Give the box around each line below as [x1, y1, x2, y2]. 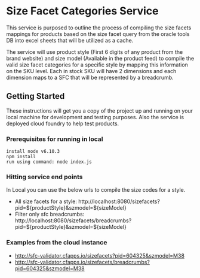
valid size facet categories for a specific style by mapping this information [6, 61, 188, 68]
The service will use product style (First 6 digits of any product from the [6, 48, 183, 55]
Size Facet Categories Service [6, 4, 159, 18]
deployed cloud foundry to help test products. [6, 120, 119, 127]
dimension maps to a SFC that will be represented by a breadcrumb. [6, 74, 174, 81]
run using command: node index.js [6, 159, 93, 165]
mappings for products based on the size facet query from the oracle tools [6, 30, 190, 37]
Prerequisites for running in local [6, 135, 103, 143]
